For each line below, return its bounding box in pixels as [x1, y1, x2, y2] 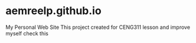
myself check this [5, 29, 48, 37]
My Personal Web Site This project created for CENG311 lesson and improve [5, 24, 190, 31]
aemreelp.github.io [5, 4, 102, 18]
